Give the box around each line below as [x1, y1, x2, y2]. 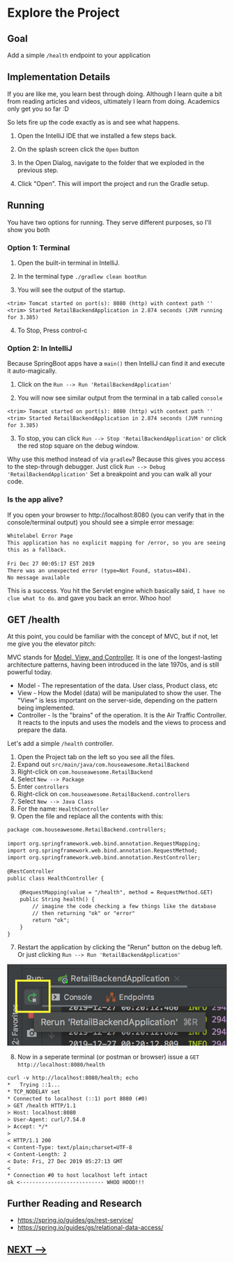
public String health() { [19, 896, 95, 903]
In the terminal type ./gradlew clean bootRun [17, 272, 147, 280]
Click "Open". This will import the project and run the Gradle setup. [17, 179, 210, 187]
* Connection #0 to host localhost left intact [7, 1171, 148, 1178]
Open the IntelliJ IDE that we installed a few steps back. [17, 131, 177, 140]
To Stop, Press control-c [17, 326, 88, 334]
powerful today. [7, 668, 52, 676]
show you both [7, 225, 50, 234]
